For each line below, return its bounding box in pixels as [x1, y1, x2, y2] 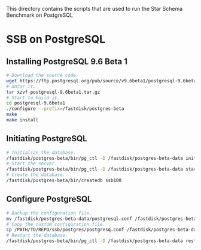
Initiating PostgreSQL [6, 133, 88, 144]
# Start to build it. [6, 94, 60, 101]
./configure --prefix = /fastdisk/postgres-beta [6, 106, 124, 112]
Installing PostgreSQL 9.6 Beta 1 [6, 56, 127, 67]
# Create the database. [6, 172, 66, 178]
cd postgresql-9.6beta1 [6, 100, 66, 106]
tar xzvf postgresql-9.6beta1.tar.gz [6, 89, 100, 95]
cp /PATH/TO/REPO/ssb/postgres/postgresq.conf [6, 227, 124, 233]
